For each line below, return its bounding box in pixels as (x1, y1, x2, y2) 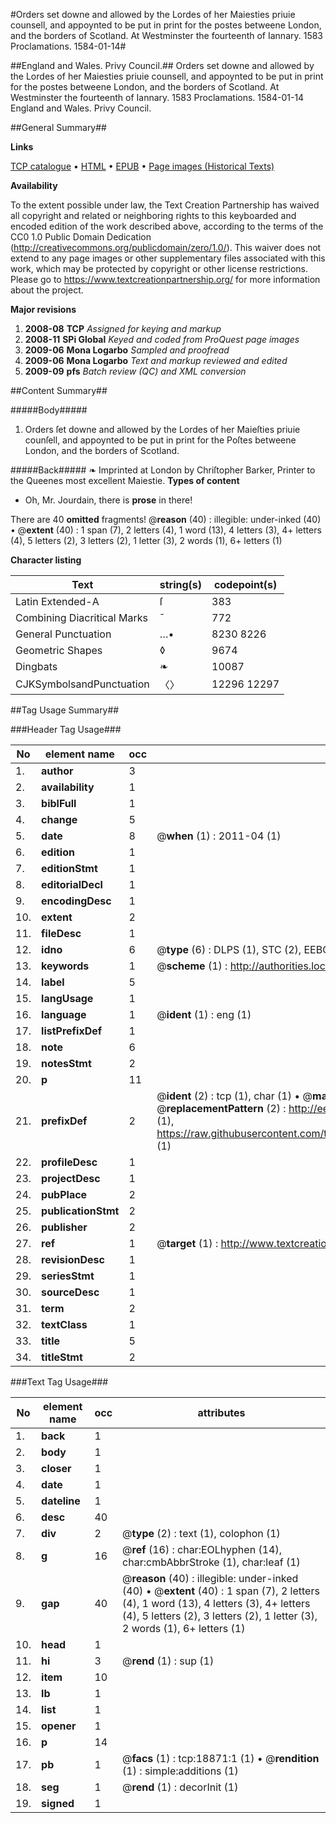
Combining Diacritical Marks (15, 611, 148, 624)
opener (41, 1719, 77, 1733)
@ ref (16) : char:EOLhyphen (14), (122, 1543, 282, 1556)
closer (41, 1462, 72, 1475)
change (41, 813, 78, 826)
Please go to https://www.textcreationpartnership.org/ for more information (10, 274, 321, 285)
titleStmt (41, 1350, 83, 1364)
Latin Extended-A (15, 595, 100, 608)
